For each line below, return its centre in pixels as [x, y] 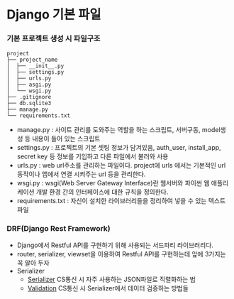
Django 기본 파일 [54, 15]
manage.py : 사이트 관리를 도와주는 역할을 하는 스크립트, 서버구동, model [118, 130]
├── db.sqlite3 [29, 104]
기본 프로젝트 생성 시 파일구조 [54, 38]
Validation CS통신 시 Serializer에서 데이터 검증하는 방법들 [108, 288]
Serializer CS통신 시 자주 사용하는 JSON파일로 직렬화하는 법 [111, 279]
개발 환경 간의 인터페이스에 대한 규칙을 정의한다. [102, 192]
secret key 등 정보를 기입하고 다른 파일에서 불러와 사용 [93, 156]
